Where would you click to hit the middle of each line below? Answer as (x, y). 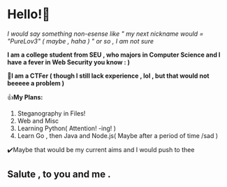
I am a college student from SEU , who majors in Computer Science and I (114, 55)
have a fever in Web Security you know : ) (69, 62)
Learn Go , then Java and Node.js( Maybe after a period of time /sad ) (118, 135)
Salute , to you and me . (59, 174)
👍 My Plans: (25, 97)
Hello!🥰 (29, 14)
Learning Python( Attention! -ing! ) (67, 128)
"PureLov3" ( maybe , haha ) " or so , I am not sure (80, 41)
